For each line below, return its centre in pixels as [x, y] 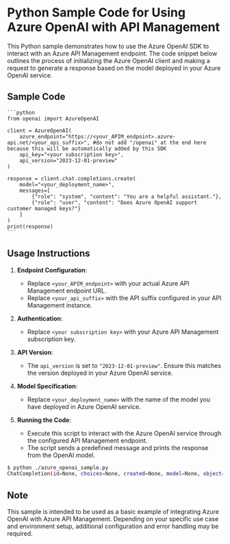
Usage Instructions [49, 254]
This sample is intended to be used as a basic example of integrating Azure [113, 512]
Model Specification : [47, 386]
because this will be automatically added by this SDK [87, 149]
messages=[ [35, 190]
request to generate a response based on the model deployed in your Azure [114, 68]
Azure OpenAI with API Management [114, 27]
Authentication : [40, 318]
